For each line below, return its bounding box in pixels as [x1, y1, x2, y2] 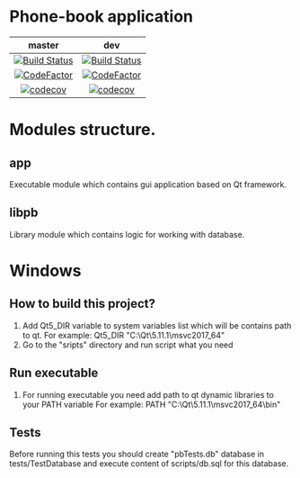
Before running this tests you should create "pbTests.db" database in [9, 448, 265, 460]
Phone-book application [9, 6, 194, 27]
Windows [9, 260, 82, 281]
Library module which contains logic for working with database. [9, 229, 245, 239]
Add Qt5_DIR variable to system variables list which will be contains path [22, 320, 292, 330]
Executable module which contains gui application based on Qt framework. [9, 178, 287, 190]
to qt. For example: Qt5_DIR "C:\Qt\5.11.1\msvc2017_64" [22, 329, 225, 340]
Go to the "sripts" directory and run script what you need [22, 339, 234, 350]
